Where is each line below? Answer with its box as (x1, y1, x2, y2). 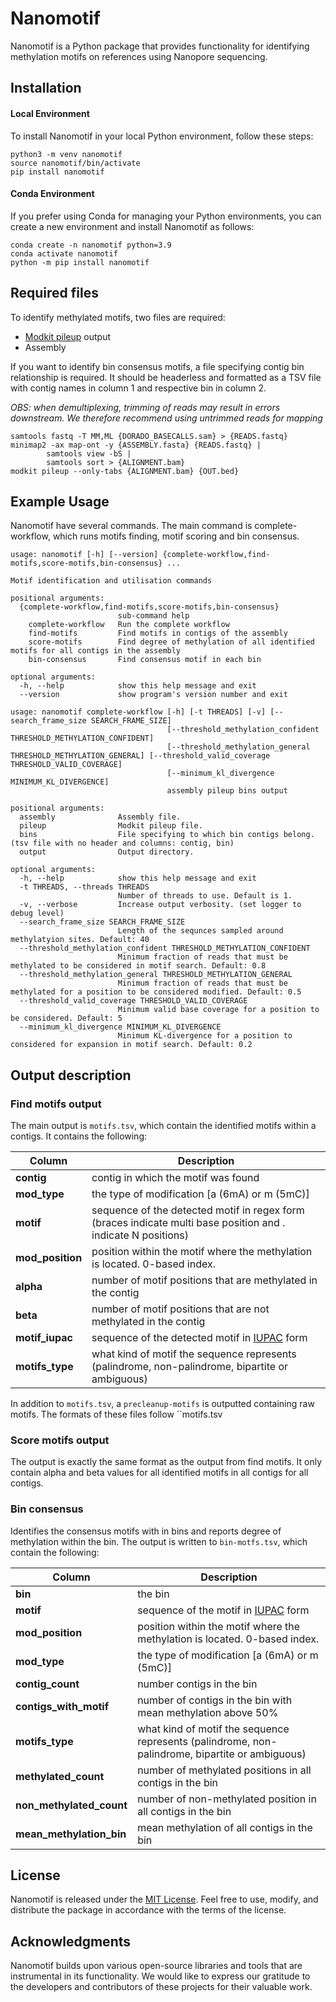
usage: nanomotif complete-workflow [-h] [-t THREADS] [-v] (10, 707, 267, 717)
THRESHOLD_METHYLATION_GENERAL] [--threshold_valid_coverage (10, 751, 271, 761)
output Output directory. (19, 847, 195, 857)
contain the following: (10, 1546, 100, 1558)
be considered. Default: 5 (10, 1013, 123, 1024)
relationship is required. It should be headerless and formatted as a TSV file (10, 371, 322, 383)
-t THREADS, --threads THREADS (19, 882, 150, 892)
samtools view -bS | (46, 448, 132, 459)
